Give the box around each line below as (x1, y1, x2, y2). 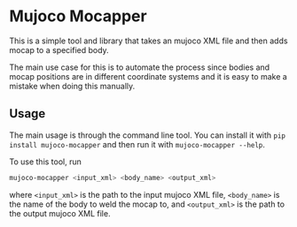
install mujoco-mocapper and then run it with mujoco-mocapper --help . (9, 139, 266, 149)
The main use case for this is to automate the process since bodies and (9, 62, 270, 72)
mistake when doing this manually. (9, 80, 136, 91)
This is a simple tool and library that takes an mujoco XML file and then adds (9, 35, 288, 46)
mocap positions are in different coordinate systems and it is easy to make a (9, 71, 288, 81)
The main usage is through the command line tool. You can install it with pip (9, 130, 286, 140)
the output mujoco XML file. (9, 208, 111, 218)
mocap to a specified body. (9, 44, 109, 55)
